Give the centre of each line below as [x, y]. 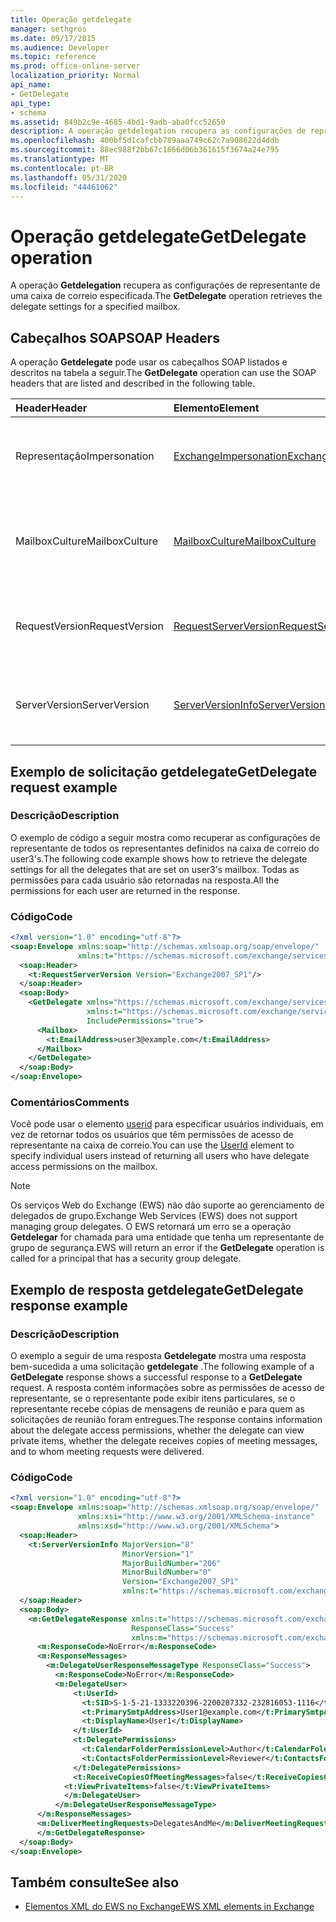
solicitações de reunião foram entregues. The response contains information [166, 1420]
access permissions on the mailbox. [84, 1167]
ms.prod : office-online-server [75, 66]
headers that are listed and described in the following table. [133, 383]
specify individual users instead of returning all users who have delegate [160, 1156]
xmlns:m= [149, 1637]
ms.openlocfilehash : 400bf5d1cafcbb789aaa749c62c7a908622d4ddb [145, 141]
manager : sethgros [48, 29]
